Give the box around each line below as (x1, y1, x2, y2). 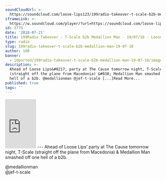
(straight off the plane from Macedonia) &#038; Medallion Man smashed (9, 72, 161, 76)
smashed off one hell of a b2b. (5, 154, 68, 160)
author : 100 (5, 48, 30, 53)
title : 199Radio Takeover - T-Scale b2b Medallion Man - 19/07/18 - (5, 35, 149, 40)
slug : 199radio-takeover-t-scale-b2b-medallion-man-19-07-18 (5, 44, 134, 49)
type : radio (5, 39, 30, 44)
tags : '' (5, 85, 23, 90)
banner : (5, 53, 21, 58)
